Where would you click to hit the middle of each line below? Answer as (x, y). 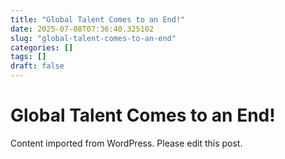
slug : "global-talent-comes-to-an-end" (93, 38)
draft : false (37, 66)
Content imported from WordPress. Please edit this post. (126, 143)
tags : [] (28, 57)
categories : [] (42, 47)
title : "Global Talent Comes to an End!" (98, 19)
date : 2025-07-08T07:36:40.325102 (82, 29)
